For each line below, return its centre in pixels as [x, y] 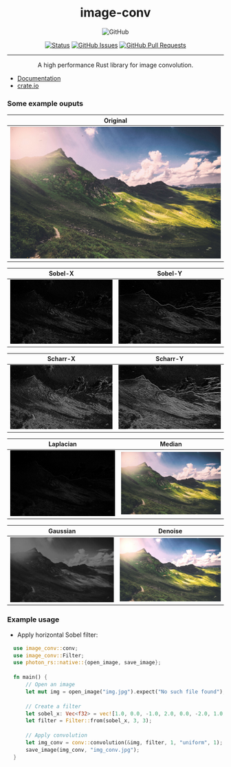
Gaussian [62, 531]
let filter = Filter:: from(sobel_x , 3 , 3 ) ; [89, 721]
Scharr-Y [170, 359]
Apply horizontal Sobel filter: [57, 635]
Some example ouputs [45, 103]
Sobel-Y [169, 274]
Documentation [39, 78]
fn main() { [31, 677]
